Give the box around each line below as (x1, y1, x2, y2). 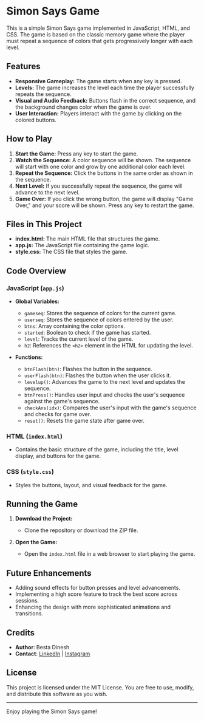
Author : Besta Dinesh (15, 644, 70, 651)
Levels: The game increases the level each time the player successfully (15, 84, 194, 91)
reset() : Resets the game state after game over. (24, 417, 144, 425)
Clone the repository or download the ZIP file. (24, 527, 138, 534)
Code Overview (6, 265, 67, 276)
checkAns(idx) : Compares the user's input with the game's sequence (24, 404, 197, 411)
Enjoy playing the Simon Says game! (6, 708, 97, 715)
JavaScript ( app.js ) (6, 284, 65, 292)
